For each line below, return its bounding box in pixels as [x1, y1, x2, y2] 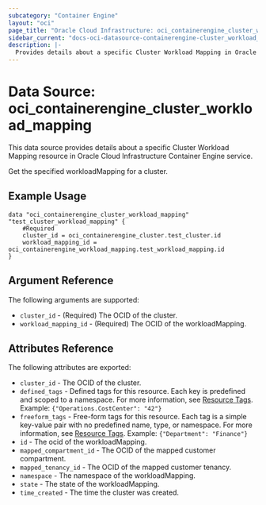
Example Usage [8, 190, 87, 203]
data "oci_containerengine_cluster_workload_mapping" [8, 210, 190, 218]
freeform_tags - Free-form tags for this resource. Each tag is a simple [19, 412, 247, 422]
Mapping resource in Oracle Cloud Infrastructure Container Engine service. [8, 151, 253, 160]
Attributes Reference [8, 341, 114, 355]
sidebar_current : [8, 33, 66, 42]
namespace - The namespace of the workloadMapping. [19, 471, 196, 480]
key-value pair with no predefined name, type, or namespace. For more [19, 420, 253, 430]
